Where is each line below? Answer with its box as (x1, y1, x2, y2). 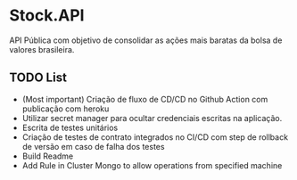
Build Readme (21, 151, 74, 161)
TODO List (9, 70, 67, 86)
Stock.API (9, 5, 85, 26)
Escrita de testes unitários (21, 122, 119, 133)
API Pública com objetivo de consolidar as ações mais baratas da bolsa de (9, 35, 283, 45)
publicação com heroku (21, 103, 110, 114)
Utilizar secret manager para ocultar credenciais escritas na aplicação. (21, 112, 283, 123)
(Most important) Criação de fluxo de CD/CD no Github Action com (21, 94, 268, 104)
